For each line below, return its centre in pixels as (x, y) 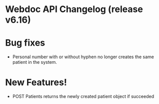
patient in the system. (35, 62)
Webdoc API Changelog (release (74, 9)
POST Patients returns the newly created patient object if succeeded (83, 96)
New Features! (36, 83)
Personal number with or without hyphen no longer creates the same (83, 57)
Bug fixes (25, 43)
